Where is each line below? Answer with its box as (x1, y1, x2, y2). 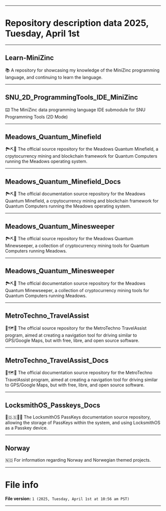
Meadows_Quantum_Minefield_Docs (5, 177, 121, 186)
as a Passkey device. (5, 425, 48, 431)
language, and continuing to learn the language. (5, 74, 103, 80)
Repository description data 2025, (5, 18, 149, 29)
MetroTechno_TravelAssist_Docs (5, 356, 109, 365)
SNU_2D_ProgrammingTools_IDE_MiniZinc (5, 93, 138, 102)
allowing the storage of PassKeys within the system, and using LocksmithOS (5, 420, 161, 426)
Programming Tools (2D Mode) (5, 114, 68, 120)
